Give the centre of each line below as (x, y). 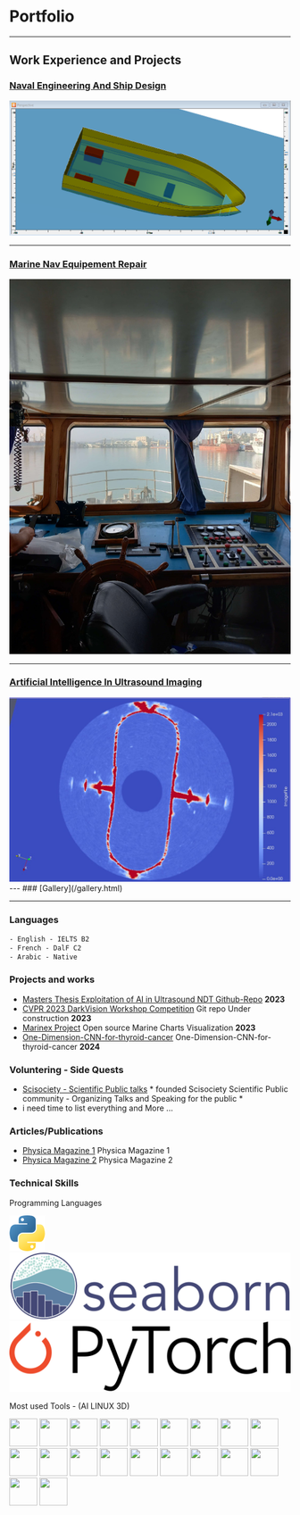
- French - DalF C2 (46, 948)
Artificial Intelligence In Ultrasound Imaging (106, 682)
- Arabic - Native (43, 957)
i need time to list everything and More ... (98, 1108)
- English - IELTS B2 (50, 939)
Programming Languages (56, 1203)
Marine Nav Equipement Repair (78, 264)
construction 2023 (57, 1018)
